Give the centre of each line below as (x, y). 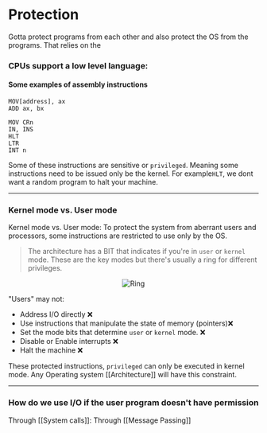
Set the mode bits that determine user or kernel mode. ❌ (112, 333)
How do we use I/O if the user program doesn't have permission (133, 403)
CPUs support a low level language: (78, 65)
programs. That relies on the (55, 45)
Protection (44, 15)
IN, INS (21, 130)
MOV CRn (21, 123)
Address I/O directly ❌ (56, 314)
